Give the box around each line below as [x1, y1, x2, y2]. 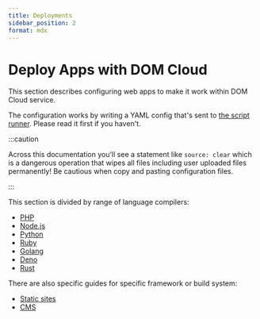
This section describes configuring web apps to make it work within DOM [8, 86, 248, 96]
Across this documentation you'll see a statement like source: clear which [8, 150, 252, 159]
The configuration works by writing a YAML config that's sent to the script [8, 110, 250, 120]
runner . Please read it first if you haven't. [8, 119, 141, 129]
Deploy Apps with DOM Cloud [8, 60, 208, 79]
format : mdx [8, 26, 48, 34]
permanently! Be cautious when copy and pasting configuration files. [8, 167, 234, 176]
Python [19, 229, 44, 239]
